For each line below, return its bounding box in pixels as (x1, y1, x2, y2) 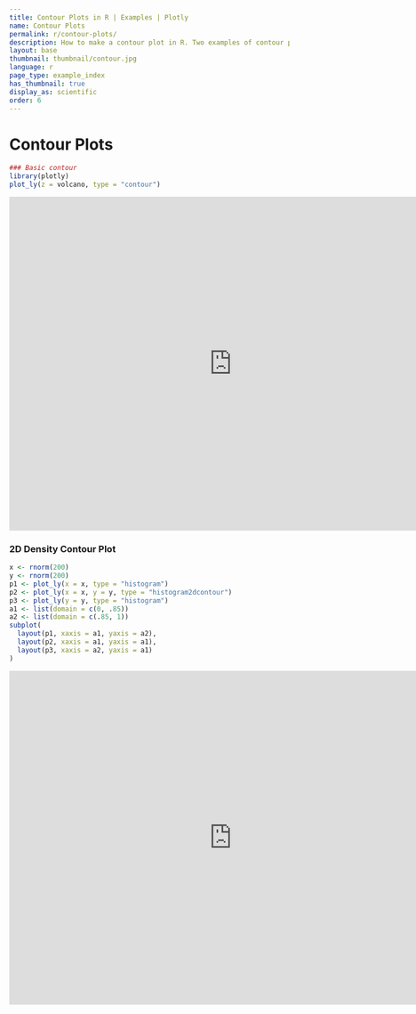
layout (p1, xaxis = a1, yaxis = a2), (17, 629, 157, 638)
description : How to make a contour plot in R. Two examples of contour (9, 37, 284, 47)
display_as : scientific (9, 87, 98, 96)
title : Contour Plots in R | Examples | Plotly (9, 12, 189, 22)
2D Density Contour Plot (9, 542, 116, 555)
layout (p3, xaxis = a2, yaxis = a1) (17, 645, 153, 654)
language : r (9, 63, 53, 72)
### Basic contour (9, 164, 77, 173)
